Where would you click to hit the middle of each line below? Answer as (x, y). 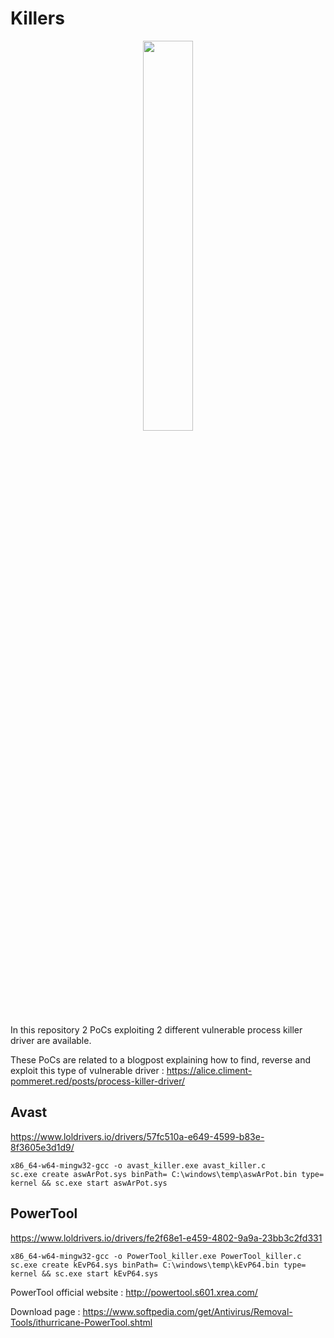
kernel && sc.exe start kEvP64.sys (84, 1273)
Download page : (45, 1311)
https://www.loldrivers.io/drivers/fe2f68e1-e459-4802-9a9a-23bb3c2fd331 (166, 1238)
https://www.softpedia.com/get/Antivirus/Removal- (187, 1311)
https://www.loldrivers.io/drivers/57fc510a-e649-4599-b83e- (137, 1136)
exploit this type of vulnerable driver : (87, 1070)
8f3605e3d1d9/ (42, 1147)
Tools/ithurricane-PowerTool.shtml (81, 1322)
